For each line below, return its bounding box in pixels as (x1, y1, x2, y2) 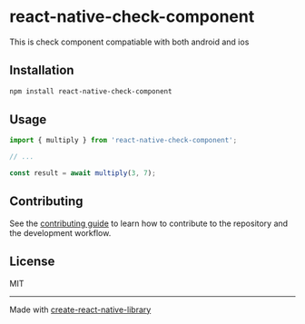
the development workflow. (9, 227, 112, 238)
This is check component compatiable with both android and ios (9, 36, 250, 47)
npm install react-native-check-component (9, 86, 172, 96)
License (9, 254, 55, 270)
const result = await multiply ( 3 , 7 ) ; (9, 169, 156, 178)
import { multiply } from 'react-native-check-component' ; (9, 136, 238, 145)
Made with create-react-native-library (9, 304, 152, 315)
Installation (9, 63, 74, 78)
